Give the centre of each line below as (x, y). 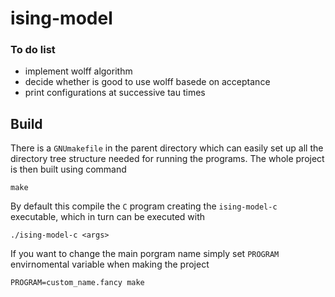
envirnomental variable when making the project (110, 264)
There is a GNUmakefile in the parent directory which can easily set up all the (167, 148)
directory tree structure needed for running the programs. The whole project (167, 159)
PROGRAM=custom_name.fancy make (77, 283)
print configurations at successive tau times (115, 93)
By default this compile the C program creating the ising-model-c (144, 206)
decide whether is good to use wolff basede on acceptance (147, 82)
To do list (33, 50)
